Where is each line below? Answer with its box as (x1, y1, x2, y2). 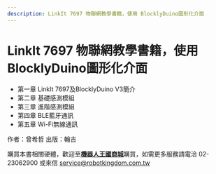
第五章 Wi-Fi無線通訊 (17, 120, 78, 128)
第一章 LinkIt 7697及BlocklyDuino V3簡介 (17, 85, 136, 93)
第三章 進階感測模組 (17, 102, 75, 111)
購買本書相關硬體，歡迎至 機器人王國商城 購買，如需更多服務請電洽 (7, 149, 197, 158)
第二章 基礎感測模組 (17, 93, 75, 102)
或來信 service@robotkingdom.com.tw (39, 159, 150, 167)
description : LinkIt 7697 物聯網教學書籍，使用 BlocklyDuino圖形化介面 (7, 10, 205, 18)
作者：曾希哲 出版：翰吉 (7, 135, 77, 143)
